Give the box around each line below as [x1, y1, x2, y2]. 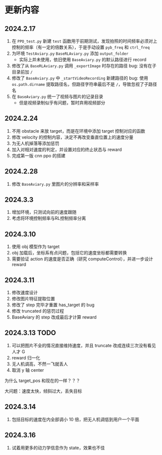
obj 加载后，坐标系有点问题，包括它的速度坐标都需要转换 [11, 250, 127, 256]
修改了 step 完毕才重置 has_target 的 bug [11, 302, 95, 308]
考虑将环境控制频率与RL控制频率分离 [11, 215, 86, 221]
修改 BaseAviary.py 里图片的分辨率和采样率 [11, 181, 99, 187]
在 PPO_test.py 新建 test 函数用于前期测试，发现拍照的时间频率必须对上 [11, 38, 158, 44]
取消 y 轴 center [11, 367, 44, 373]
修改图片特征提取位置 [11, 296, 55, 302]
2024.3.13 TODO [4, 329, 56, 337]
